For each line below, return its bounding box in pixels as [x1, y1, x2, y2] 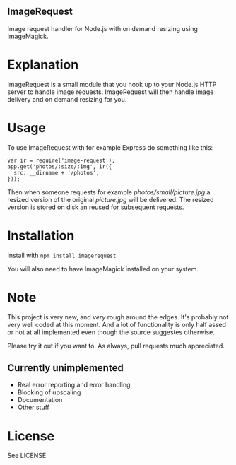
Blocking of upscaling [17, 388, 81, 396]
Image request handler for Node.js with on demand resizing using [7, 24, 198, 33]
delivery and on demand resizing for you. [7, 95, 127, 103]
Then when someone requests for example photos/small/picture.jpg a [7, 187, 211, 196]
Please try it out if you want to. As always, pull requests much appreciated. [7, 341, 225, 350]
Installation [7, 228, 75, 243]
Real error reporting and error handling [17, 381, 131, 389]
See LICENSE [7, 452, 47, 460]
